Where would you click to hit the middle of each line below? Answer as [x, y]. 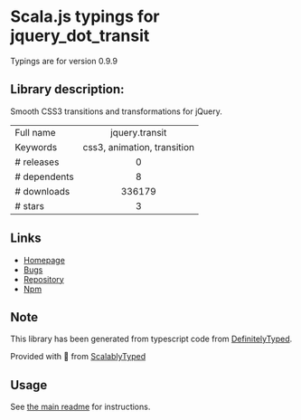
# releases [37, 162]
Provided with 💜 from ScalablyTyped [78, 357]
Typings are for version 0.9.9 [64, 61]
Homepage [44, 260]
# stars [29, 205]
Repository [43, 279]
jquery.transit [139, 132]
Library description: [67, 89]
